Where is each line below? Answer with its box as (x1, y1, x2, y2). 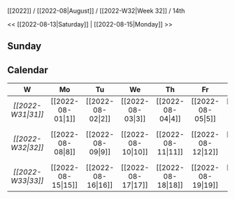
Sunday (7, 40, 42, 52)
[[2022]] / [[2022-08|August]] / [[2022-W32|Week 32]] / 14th (7, 7, 185, 15)
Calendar (7, 64, 48, 76)
